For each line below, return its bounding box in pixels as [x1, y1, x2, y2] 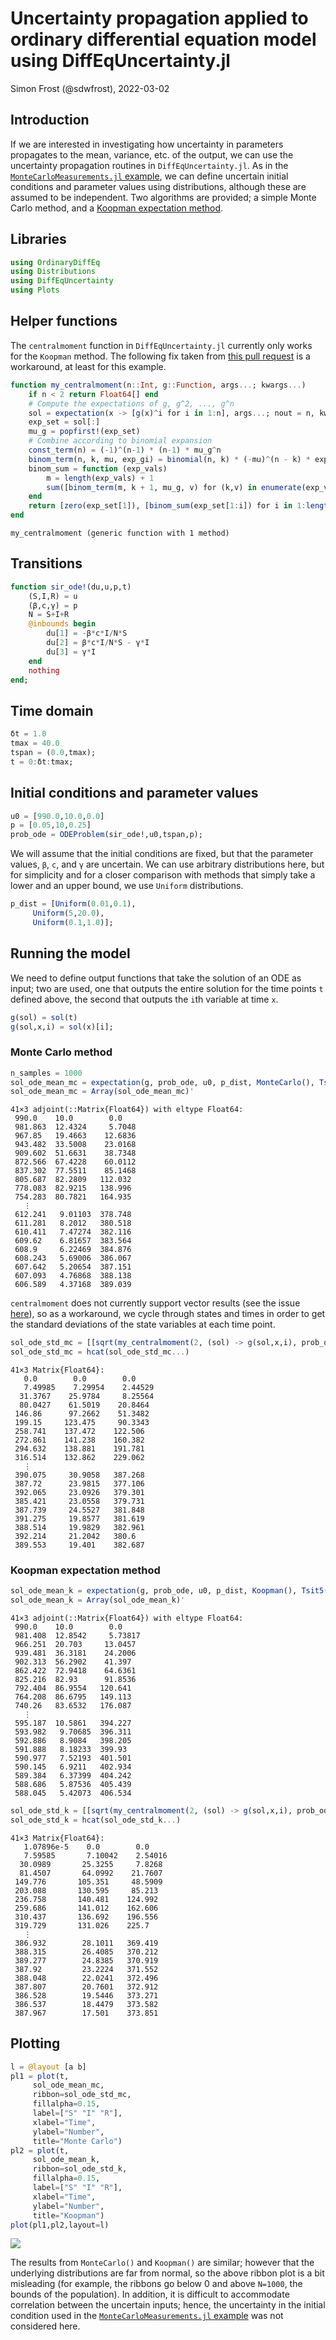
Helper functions [10, 313, 118, 330]
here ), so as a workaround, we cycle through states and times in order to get [10, 1308, 326, 1320]
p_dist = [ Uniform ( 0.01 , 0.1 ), [10, 899, 137, 909]
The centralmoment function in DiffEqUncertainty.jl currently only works [10, 339, 313, 351]
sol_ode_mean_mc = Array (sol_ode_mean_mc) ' [10, 1087, 195, 1097]
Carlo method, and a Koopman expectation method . [10, 202, 224, 214]
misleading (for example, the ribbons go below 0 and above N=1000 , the [10, 2278, 303, 2290]
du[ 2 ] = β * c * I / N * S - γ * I [46, 638, 150, 648]
